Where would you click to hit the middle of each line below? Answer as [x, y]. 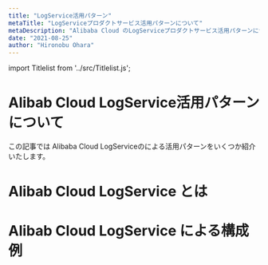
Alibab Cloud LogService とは [108, 192]
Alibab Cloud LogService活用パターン [134, 103]
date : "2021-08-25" [41, 38]
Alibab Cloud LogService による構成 [129, 231]
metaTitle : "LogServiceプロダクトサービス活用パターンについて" [106, 23]
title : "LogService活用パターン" [60, 16]
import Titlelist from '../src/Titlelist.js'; [69, 68]
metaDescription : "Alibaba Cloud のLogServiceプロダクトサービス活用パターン [131, 30]
